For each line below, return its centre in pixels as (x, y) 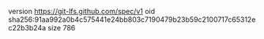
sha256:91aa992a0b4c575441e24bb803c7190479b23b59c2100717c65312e (132, 19)
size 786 (62, 28)
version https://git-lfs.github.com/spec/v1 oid (82, 11)
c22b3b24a (27, 28)
